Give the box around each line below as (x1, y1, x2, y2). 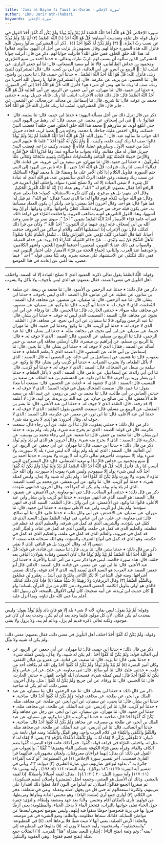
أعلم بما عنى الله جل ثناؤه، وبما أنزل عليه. (12, 593, 88, 599)
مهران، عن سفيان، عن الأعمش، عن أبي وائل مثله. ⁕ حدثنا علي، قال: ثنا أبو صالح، (12, 510, 157, 516)
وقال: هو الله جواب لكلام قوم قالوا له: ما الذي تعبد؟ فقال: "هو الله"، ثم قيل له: (12, 195, 153, 201)
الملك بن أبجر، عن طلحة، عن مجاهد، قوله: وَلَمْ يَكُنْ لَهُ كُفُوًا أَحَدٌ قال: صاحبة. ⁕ (12, 693, 151, 699)
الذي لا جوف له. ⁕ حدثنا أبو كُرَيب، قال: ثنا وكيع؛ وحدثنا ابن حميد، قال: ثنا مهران (12, 322, 153, 328)
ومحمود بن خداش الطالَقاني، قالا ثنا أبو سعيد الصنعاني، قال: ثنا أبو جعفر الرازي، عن (5, 61, 154, 67)
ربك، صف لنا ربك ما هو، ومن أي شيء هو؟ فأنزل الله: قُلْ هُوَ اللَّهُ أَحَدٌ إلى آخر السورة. (5, 82, 157, 88)
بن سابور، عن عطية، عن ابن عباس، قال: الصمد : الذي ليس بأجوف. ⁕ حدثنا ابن (12, 292, 152, 297)
